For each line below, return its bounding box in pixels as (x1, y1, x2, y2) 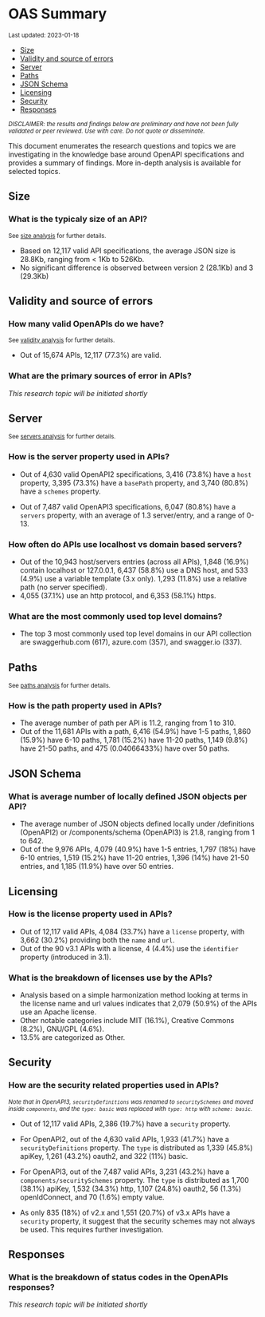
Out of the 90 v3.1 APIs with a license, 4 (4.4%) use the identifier (19, 943, 239, 953)
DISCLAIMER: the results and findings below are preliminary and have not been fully (8, 120, 239, 128)
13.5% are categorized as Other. (19, 1033, 126, 1042)
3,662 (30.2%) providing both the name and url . (19, 935, 175, 945)
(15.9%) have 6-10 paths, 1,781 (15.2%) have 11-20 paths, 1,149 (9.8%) (19, 736, 248, 745)
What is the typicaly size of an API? (8, 213, 148, 224)
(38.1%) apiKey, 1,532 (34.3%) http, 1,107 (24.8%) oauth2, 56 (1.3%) (19, 1184, 242, 1193)
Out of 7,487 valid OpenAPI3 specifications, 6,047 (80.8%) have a (19, 502, 236, 511)
